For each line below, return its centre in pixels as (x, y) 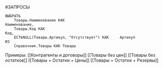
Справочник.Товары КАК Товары (45, 46)
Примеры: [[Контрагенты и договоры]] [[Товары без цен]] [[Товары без (80, 55)
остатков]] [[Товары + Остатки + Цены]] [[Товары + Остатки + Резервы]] (82, 60)
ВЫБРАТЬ (13, 16)
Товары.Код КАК (30, 29)
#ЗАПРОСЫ (17, 7)
